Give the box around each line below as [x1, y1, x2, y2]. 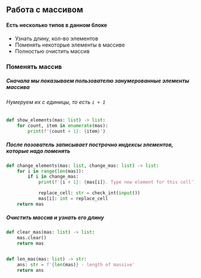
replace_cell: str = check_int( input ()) [38, 190, 141, 196]
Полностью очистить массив [14, 47, 90, 54]
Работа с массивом [6, 5, 84, 15]
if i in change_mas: [28, 173, 79, 180]
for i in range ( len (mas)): [17, 168, 84, 174]
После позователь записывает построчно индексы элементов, [6, 141, 173, 148]
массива [6, 84, 30, 91]
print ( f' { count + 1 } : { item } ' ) [28, 128, 106, 134]
